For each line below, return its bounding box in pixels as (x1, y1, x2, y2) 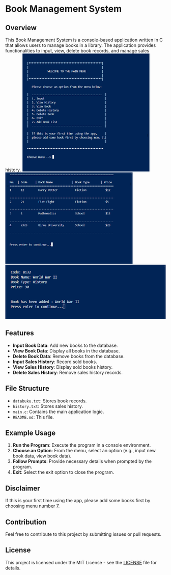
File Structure (5, 384, 49, 393)
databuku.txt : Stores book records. (12, 398, 87, 404)
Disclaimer (5, 484, 40, 492)
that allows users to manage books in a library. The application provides (5, 42, 156, 48)
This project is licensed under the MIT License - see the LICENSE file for (5, 559, 157, 565)
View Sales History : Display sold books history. (12, 364, 113, 370)
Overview (5, 23, 37, 32)
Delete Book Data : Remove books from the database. (12, 353, 125, 359)
